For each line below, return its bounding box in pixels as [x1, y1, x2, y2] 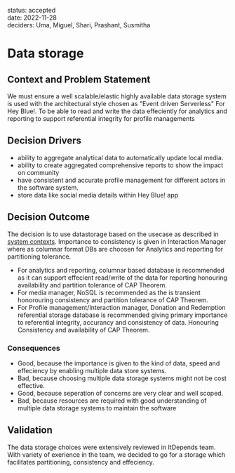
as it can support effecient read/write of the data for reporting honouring [17, 273, 228, 282]
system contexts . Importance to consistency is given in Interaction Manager [7, 237, 227, 245]
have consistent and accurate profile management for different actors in [17, 176, 226, 184]
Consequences [7, 343, 61, 353]
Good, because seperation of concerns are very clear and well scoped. [17, 389, 224, 397]
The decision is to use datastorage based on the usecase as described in [7, 230, 219, 238]
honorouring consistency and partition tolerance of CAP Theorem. [17, 295, 209, 304]
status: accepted [7, 6, 56, 14]
